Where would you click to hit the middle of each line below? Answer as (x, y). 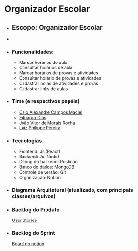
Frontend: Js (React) (40, 151)
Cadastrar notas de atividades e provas (59, 83)
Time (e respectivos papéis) (46, 101)
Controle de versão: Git (42, 172)
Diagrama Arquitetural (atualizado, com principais (72, 190)
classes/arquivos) (34, 196)
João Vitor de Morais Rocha (47, 123)
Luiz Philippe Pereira (40, 128)
